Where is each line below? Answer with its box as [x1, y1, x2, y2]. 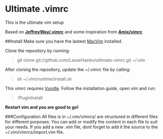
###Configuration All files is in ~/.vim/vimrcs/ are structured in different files [5, 113, 158, 120]
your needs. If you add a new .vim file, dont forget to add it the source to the [5, 124, 158, 130]
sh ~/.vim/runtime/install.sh [17, 76, 72, 82]
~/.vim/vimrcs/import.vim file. [5, 129, 64, 135]
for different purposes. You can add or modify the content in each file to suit [5, 119, 158, 124]
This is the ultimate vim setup [5, 19, 64, 25]
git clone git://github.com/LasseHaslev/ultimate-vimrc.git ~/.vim [17, 57, 145, 63]
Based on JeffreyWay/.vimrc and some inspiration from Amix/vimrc [5, 29, 143, 35]
